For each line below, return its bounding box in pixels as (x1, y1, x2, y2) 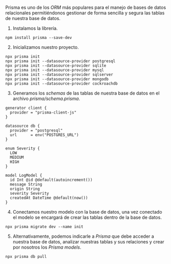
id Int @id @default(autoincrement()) (10, 177, 93, 182)
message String (10, 182, 42, 187)
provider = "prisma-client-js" (10, 110, 77, 115)
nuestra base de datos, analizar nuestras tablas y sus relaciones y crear (12, 239, 165, 244)
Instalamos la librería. (12, 25, 58, 31)
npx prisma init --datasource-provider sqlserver (5, 72, 114, 77)
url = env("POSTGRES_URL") (10, 133, 79, 138)
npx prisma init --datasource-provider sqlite (5, 63, 106, 68)
